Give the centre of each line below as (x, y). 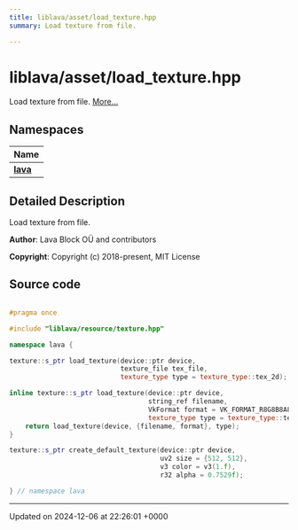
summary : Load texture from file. (73, 26)
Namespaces (47, 129)
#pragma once (33, 312)
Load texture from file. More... (64, 102)
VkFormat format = (182, 409)
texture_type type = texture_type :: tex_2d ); (204, 378)
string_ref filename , (188, 401)
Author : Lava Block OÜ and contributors (83, 239)
